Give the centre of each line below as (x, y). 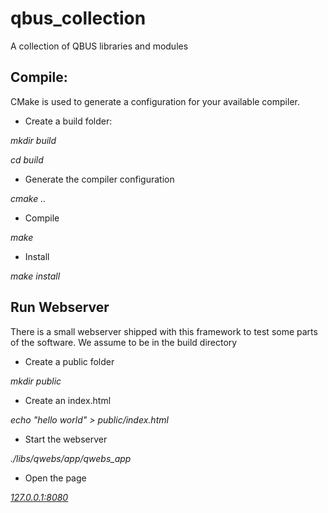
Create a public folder (69, 361)
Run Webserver (60, 307)
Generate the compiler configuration (99, 179)
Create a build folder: (68, 121)
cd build (27, 159)
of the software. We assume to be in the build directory (124, 342)
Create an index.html (68, 400)
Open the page (55, 478)
